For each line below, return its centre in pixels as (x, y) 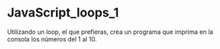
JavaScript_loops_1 (63, 13)
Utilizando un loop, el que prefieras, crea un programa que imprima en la (110, 32)
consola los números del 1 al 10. (52, 39)
